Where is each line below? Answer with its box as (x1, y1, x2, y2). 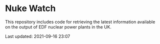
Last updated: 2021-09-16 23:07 (5, 33, 70, 39)
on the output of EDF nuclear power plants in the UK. (5, 24, 112, 29)
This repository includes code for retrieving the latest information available (5, 19, 156, 25)
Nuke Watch (5, 3, 56, 14)
